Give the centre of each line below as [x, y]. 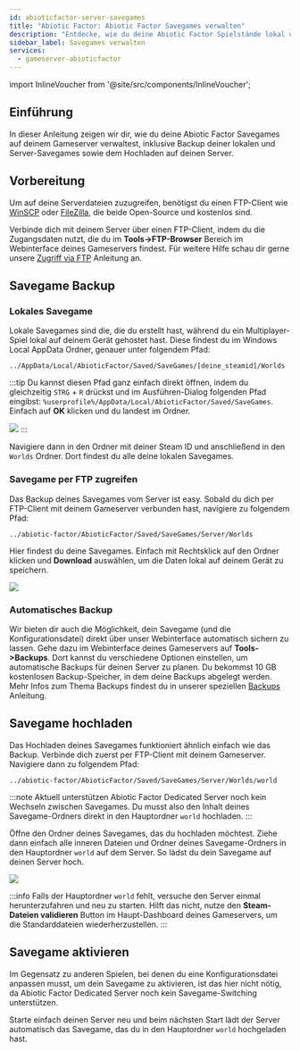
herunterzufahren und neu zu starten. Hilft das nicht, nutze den [125, 905]
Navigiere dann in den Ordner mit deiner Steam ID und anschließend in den [147, 446]
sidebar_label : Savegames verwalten [77, 42]
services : [28, 51]
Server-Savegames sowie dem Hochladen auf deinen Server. [121, 153]
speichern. [29, 570]
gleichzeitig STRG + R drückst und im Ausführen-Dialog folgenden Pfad [138, 392]
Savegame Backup [62, 286]
